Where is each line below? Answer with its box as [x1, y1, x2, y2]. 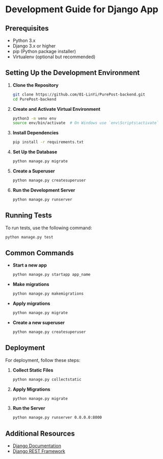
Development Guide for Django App [5, 4, 159, 15]
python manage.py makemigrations [12, 291, 84, 297]
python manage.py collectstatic [12, 377, 81, 382]
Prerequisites [5, 24, 49, 33]
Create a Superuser [12, 168, 55, 174]
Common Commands [5, 249, 74, 257]
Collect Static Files [12, 367, 53, 373]
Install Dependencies [12, 130, 59, 136]
